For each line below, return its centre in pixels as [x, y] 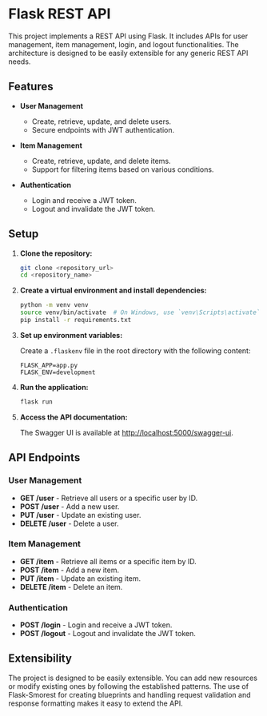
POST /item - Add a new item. [70, 570]
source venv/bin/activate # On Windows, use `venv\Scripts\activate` [140, 312]
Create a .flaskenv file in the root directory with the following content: [135, 350]
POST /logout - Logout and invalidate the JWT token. [108, 634]
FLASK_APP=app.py [49, 365]
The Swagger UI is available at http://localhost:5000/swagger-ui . [127, 432]
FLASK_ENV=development [58, 372]
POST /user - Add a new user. [70, 506]
